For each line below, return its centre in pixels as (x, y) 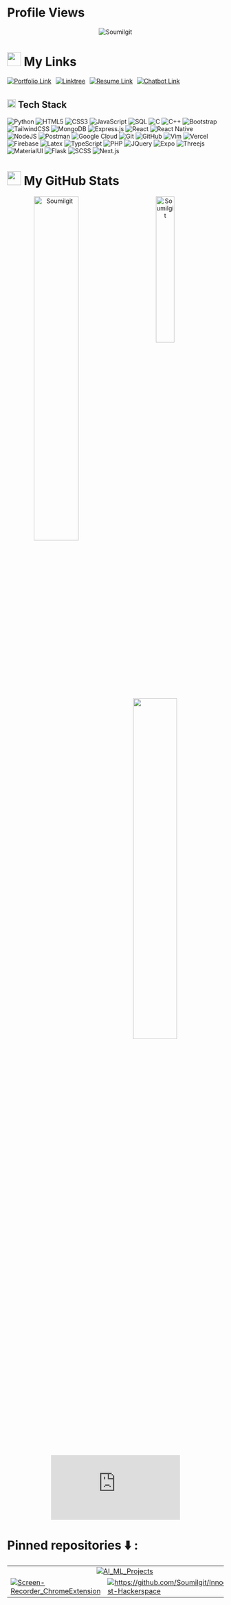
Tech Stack (42, 105)
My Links (50, 62)
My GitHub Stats (71, 180)
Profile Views (46, 13)
